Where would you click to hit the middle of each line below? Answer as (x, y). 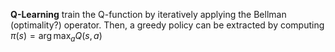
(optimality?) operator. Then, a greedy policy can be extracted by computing (167, 25)
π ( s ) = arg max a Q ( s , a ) (56, 37)
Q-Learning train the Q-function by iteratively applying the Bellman (148, 14)
